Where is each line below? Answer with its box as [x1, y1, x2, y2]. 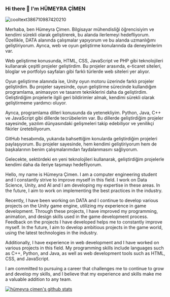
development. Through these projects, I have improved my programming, [5, 208, 158, 214]
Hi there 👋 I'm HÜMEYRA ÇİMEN [5, 5, 86, 12]
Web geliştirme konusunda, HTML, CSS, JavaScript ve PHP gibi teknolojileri [5, 58, 163, 64]
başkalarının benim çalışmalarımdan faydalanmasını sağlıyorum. [5, 146, 139, 153]
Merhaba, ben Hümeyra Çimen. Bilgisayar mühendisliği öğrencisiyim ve [5, 26, 154, 32]
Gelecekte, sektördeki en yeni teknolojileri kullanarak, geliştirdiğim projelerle [5, 156, 164, 162]
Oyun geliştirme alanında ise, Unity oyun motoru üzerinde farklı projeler [5, 79, 155, 85]
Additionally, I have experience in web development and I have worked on [5, 240, 159, 246]
